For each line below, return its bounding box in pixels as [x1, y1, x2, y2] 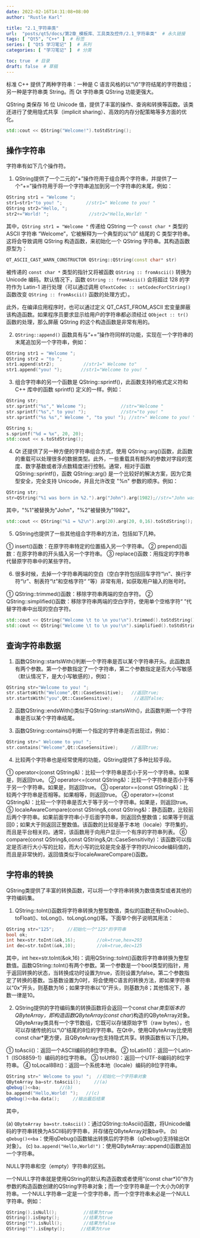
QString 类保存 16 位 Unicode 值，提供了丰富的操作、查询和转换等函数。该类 [6, 101, 194, 108]
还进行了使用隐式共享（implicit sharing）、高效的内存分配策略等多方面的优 [6, 108, 187, 115]
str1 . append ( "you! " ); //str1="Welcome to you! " [6, 367, 148, 373]
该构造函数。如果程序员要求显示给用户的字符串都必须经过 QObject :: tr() [6, 311, 189, 318]
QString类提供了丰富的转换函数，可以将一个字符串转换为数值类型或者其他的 [6, 886, 192, 894]
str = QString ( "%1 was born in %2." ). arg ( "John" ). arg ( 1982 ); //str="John [6, 495, 185, 501]
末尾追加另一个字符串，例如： [14, 338, 88, 346]
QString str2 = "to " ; [6, 356, 62, 362]
